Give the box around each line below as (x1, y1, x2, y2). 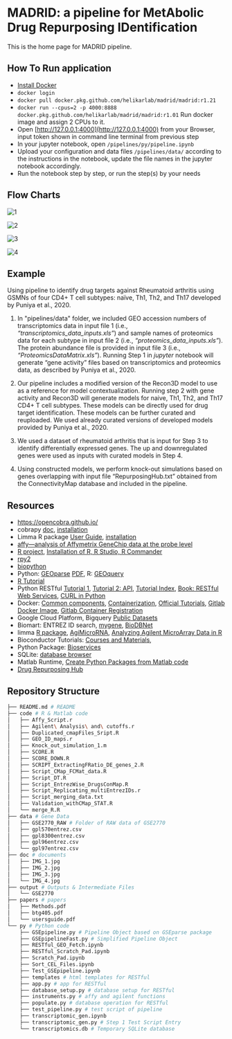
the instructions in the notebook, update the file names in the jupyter (17, 154, 213, 163)
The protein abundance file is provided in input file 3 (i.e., (17, 344, 181, 352)
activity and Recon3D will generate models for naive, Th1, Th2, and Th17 (17, 394, 223, 402)
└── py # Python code (7, 922, 70, 929)
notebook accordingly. (17, 161, 82, 170)
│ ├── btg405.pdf (7, 910, 64, 916)
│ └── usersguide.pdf (7, 916, 76, 923)
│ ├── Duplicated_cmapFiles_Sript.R (7, 729, 119, 737)
